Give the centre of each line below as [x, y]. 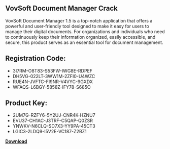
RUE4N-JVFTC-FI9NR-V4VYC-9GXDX [53, 82]
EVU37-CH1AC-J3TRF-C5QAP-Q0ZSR [53, 121]
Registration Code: [36, 58]
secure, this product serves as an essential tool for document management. [84, 42]
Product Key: [26, 103]
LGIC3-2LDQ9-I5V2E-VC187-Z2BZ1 [50, 132]
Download [16, 141]
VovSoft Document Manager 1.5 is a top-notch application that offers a [79, 20]
